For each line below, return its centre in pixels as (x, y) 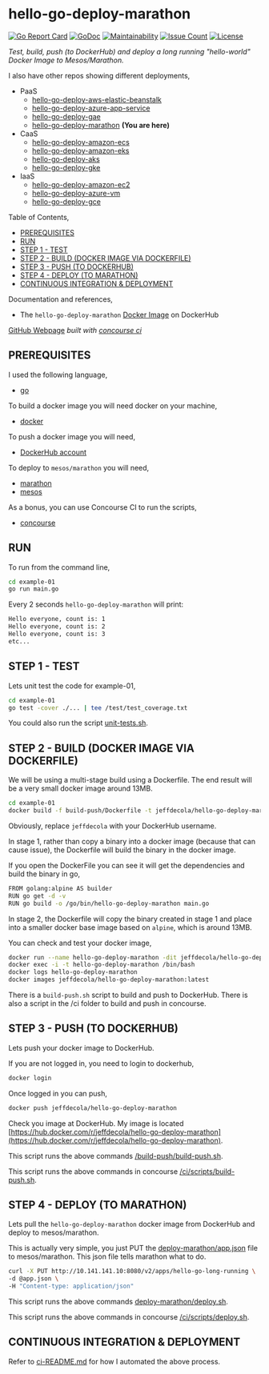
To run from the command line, (59, 567)
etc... (19, 641)
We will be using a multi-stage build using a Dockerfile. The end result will (130, 780)
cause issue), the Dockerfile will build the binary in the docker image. (122, 850)
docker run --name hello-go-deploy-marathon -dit (93, 957)
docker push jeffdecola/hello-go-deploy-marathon (93, 1108)
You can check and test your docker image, (80, 943)
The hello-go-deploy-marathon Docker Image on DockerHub (119, 314)
